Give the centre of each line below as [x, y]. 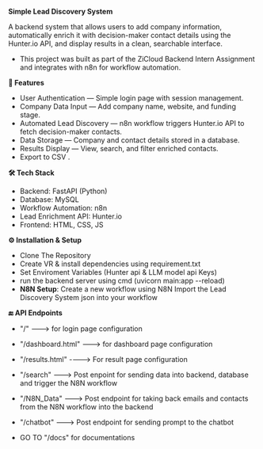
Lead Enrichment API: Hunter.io [71, 216]
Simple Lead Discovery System [61, 11]
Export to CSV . [45, 157]
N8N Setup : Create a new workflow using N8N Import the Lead [123, 289]
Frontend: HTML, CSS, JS [61, 224]
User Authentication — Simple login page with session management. [131, 98]
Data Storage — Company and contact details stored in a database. [130, 140]
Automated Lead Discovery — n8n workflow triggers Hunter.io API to [132, 123]
